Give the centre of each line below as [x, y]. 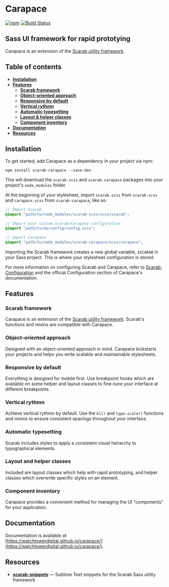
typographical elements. [31, 448]
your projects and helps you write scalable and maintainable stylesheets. [81, 354]
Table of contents [33, 67]
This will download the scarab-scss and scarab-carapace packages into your [84, 180]
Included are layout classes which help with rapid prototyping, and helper [81, 472]
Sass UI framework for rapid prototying [68, 39]
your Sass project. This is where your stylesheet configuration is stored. [80, 257]
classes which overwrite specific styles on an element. [62, 478]
